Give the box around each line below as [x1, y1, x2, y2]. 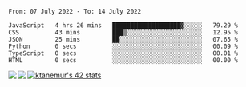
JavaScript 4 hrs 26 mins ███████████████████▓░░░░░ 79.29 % [8, 22, 239, 30]
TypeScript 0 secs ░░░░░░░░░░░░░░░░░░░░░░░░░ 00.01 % [8, 49, 239, 57]
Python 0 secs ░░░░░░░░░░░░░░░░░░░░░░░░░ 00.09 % [8, 42, 239, 50]
